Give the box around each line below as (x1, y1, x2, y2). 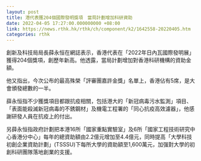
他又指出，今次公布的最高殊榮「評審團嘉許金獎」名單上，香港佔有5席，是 (6, 77, 190, 84)
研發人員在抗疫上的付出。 (11, 113, 76, 120)
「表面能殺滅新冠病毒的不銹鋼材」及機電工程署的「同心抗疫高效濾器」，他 (6, 105, 189, 112)
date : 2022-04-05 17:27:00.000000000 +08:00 (6, 20, 120, 26)
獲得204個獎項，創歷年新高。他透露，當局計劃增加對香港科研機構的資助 (6, 57, 186, 64)
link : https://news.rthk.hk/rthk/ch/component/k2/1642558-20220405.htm (6, 26, 191, 32)
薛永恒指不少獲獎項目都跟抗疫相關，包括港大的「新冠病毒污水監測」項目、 (6, 98, 192, 105)
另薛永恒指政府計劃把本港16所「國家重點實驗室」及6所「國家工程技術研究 (6, 126, 191, 133)
